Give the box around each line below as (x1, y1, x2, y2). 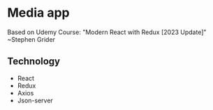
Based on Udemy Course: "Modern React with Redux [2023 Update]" (7, 28, 207, 36)
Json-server (17, 96, 54, 104)
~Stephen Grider (7, 35, 56, 43)
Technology (7, 56, 61, 68)
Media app (7, 5, 70, 21)
